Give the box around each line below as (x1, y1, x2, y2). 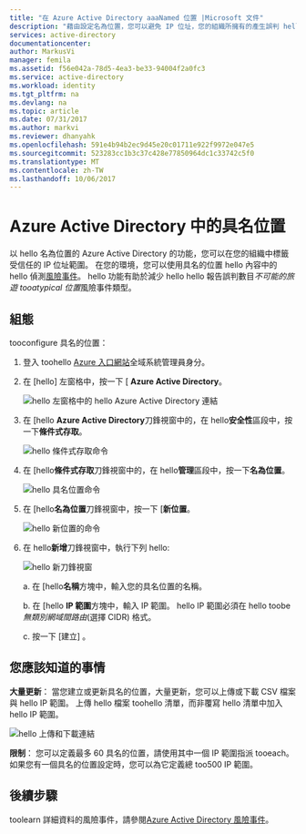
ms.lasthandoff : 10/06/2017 (9, 174, 117, 183)
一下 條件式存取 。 (22, 426, 87, 437)
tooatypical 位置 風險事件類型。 (19, 282, 137, 293)
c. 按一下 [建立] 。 (22, 631, 91, 642)
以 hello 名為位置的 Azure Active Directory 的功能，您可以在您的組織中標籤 (9, 248, 290, 259)
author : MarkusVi (9, 47, 76, 56)
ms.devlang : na (9, 97, 67, 107)
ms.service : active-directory (9, 73, 125, 82)
